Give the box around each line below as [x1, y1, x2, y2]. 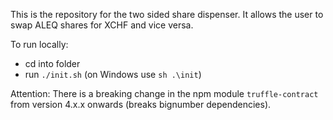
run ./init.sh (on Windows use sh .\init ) [24, 69, 202, 80]
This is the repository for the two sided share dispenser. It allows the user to [10, 9, 324, 20]
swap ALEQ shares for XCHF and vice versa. [10, 19, 194, 31]
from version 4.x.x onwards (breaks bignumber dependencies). [10, 99, 272, 110]
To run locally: [10, 39, 69, 50]
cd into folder [24, 58, 81, 69]
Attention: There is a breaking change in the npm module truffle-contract [10, 88, 319, 99]
